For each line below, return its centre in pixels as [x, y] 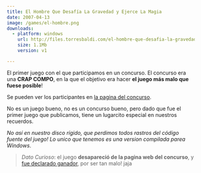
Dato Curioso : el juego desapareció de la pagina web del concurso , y [108, 157]
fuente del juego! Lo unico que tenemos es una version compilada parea [96, 139]
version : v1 [32, 51]
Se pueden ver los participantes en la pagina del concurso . [79, 97]
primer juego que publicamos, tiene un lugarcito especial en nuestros [92, 115]
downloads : [20, 28]
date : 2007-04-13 [28, 17]
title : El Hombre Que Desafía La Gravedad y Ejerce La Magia [84, 12]
